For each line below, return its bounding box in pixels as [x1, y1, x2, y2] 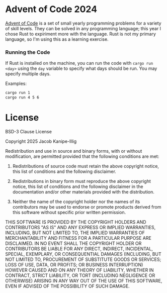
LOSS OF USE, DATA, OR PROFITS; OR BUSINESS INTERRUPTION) [5, 261, 143, 267]
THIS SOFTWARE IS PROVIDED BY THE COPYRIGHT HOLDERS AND [5, 219, 147, 225]
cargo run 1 [5, 90, 30, 95]
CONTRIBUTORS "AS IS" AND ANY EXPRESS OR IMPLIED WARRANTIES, [5, 224, 156, 230]
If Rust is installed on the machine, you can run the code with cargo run [5, 60, 153, 66]
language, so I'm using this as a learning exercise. [5, 36, 109, 42]
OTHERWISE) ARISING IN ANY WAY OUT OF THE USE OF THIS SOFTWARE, [5, 277, 162, 283]
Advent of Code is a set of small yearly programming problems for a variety [5, 20, 162, 26]
